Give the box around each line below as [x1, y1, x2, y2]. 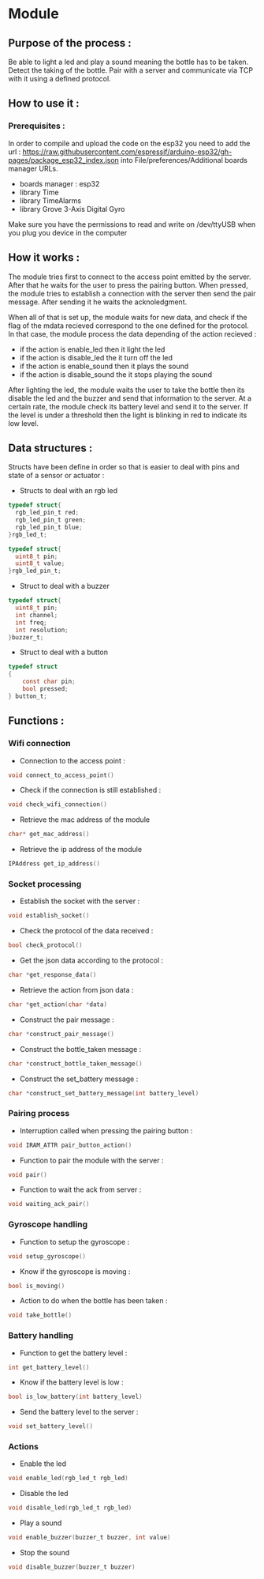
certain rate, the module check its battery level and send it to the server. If [8, 401, 248, 411]
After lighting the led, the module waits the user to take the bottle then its [8, 385, 245, 394]
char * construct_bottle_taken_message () [8, 1060, 143, 1068]
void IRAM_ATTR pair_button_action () [8, 1141, 132, 1149]
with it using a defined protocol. [8, 74, 112, 83]
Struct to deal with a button [19, 647, 109, 657]
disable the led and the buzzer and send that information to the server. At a [8, 393, 252, 403]
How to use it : [8, 96, 80, 111]
